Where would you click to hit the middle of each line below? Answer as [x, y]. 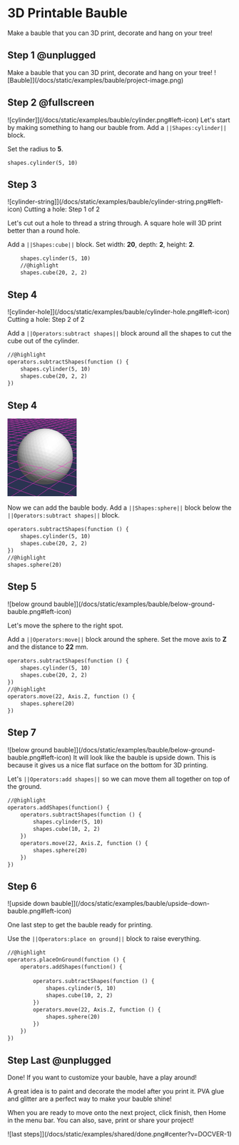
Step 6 [22, 887]
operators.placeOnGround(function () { [67, 960]
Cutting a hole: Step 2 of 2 [46, 320]
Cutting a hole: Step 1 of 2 [62, 209]
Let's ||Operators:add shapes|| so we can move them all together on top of [119, 779]
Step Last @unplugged [60, 1060]
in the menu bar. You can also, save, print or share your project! [101, 1120]
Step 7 [22, 733]
